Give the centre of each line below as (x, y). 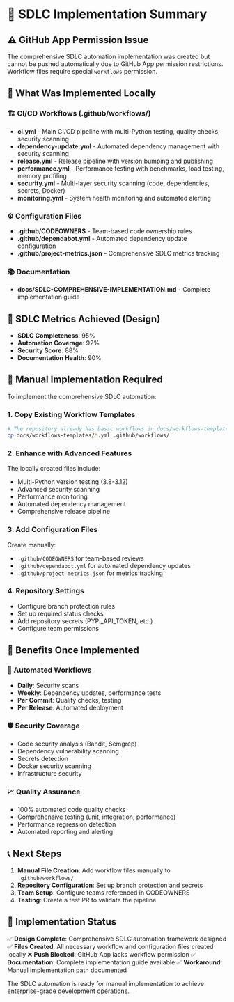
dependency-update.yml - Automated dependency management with (118, 146)
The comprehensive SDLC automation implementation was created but (109, 56)
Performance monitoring (53, 496)
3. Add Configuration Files (53, 530)
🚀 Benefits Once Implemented (73, 650)
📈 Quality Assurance (44, 792)
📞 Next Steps (34, 853)
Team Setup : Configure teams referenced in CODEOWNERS (103, 892)
